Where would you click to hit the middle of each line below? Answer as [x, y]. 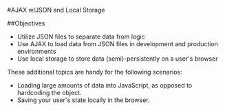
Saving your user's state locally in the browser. [83, 100]
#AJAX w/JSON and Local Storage [56, 10]
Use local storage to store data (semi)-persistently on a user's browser [117, 59]
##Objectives [26, 23]
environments [36, 51]
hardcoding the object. [49, 93]
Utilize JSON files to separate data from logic [81, 37]
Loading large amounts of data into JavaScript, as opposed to [105, 85]
